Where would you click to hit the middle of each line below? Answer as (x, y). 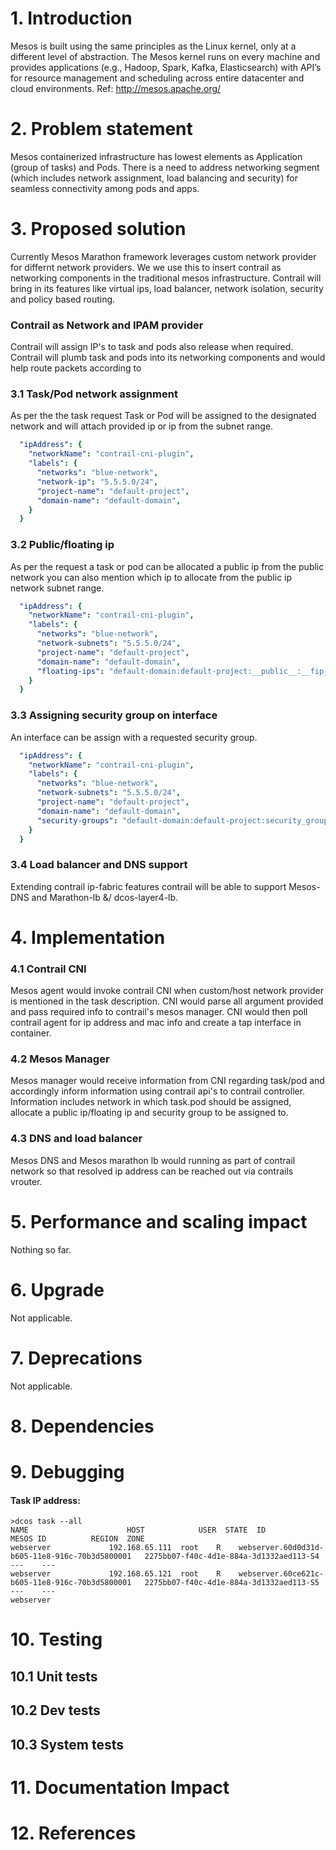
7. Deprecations (76, 1358)
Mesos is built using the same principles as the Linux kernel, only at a (153, 46)
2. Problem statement (101, 129)
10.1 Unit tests (54, 1676)
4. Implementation (88, 937)
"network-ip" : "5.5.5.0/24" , (97, 482)
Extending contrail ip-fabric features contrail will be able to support (148, 886)
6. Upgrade (57, 1289)
